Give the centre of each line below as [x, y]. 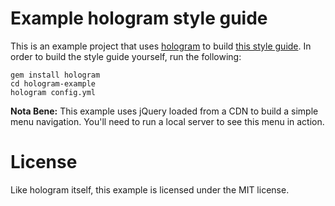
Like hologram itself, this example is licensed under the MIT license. [150, 189]
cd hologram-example [53, 83]
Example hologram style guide [139, 18]
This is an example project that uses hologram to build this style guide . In [161, 46]
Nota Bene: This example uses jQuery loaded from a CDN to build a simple [164, 111]
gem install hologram [55, 75]
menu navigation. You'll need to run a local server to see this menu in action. [167, 121]
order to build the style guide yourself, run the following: [126, 56]
